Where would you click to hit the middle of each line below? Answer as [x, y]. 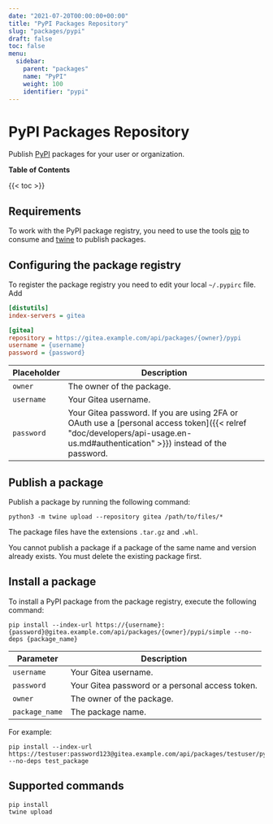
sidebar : [30, 62]
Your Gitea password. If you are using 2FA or [153, 413]
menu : [17, 54]
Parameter [37, 658]
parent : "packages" [56, 69]
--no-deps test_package [49, 761]
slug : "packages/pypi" [47, 31]
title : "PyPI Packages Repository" [69, 24]
